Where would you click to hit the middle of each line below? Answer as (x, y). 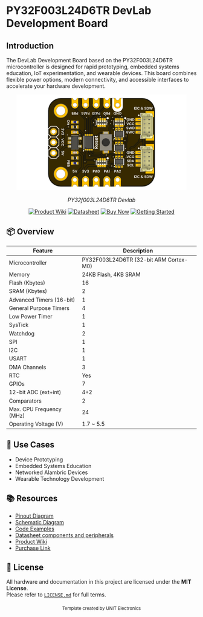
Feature (43, 251)
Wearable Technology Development (60, 478)
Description (138, 251)
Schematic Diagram (40, 523)
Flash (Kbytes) (27, 283)
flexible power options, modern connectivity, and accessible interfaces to (98, 80)
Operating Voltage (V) (36, 424)
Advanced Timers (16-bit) (42, 300)
